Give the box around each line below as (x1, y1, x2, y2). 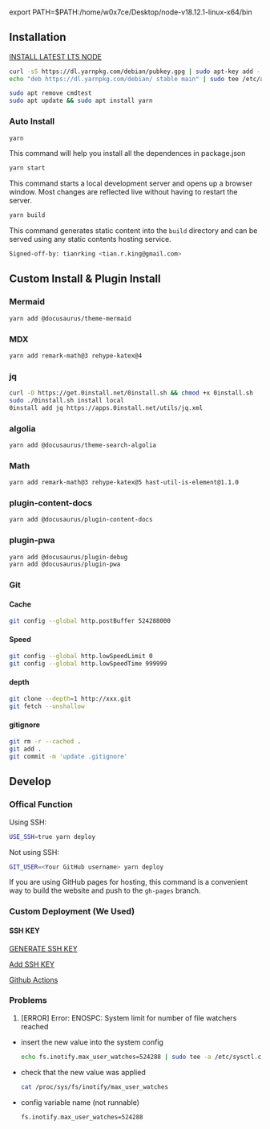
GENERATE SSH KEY (9, 943, 79, 953)
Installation (9, 31, 66, 44)
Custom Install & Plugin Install (9, 272, 161, 286)
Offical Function (9, 799, 73, 810)
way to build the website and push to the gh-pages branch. (9, 886, 201, 895)
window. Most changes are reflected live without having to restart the (9, 187, 238, 197)
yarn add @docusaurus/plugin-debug (9, 553, 128, 561)
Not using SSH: (9, 847, 59, 857)
